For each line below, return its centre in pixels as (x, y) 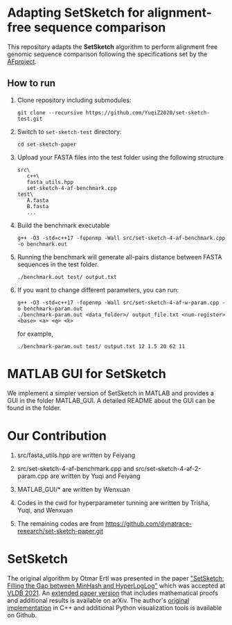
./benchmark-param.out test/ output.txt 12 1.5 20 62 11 (101, 346)
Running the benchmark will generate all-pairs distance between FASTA (119, 257)
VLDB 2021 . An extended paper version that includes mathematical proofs (113, 593)
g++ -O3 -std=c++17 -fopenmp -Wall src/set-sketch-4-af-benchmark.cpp (121, 238)
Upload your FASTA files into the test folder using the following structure (120, 157)
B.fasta (38, 206)
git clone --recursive (50, 112)
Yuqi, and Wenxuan (45, 510)
